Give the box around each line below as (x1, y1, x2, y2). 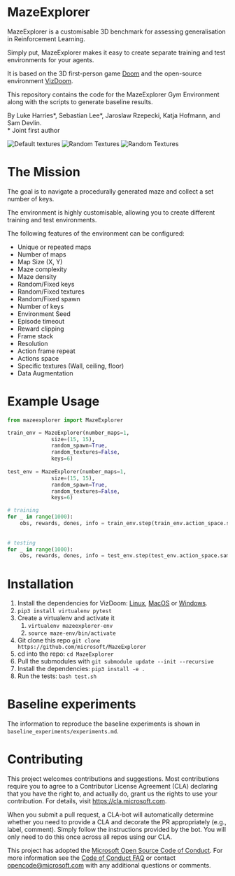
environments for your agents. (7, 55, 94, 64)
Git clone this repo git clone (17, 636, 101, 645)
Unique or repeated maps (17, 243, 92, 251)
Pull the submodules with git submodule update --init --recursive (17, 657, 215, 666)
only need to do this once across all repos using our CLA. (7, 833, 173, 841)
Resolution (17, 339, 48, 347)
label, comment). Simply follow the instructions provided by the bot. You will (7, 826, 226, 834)
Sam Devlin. (7, 118, 42, 127)
